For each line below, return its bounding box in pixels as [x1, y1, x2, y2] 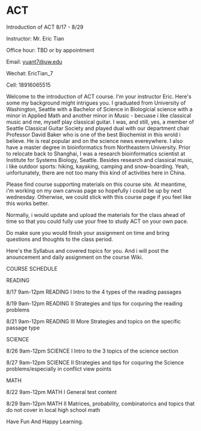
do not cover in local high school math [6, 406, 100, 413]
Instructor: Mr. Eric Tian [6, 35, 65, 42]
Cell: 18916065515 [6, 81, 51, 88]
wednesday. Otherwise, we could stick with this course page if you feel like [6, 193, 191, 200]
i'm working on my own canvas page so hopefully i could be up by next [6, 187, 182, 194]
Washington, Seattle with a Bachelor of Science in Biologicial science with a [6, 105, 193, 112]
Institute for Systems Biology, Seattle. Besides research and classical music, [6, 156, 194, 163]
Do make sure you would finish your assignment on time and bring [6, 229, 170, 236]
